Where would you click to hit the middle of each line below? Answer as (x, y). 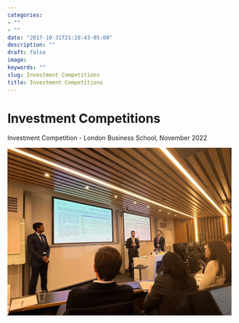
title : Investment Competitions (55, 82)
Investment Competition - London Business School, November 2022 (107, 138)
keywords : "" (27, 67)
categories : (25, 15)
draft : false (27, 53)
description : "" (31, 45)
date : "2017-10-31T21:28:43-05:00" (60, 38)
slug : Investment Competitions (54, 75)
